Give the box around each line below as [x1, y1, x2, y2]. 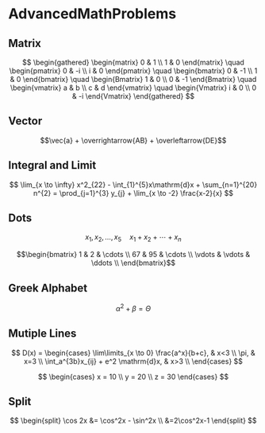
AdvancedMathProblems [8, 5, 177, 23]
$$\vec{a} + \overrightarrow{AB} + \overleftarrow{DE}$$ [40, 135, 227, 145]
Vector [8, 115, 43, 128]
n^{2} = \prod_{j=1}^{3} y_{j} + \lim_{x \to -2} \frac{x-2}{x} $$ [33, 188, 234, 197]
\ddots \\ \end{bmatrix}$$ [90, 258, 176, 267]
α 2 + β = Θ [115, 302, 152, 313]
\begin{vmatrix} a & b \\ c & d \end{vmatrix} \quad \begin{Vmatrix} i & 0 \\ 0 [10, 83, 257, 92]
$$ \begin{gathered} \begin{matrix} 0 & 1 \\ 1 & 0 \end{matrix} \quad [22, 57, 244, 67]
